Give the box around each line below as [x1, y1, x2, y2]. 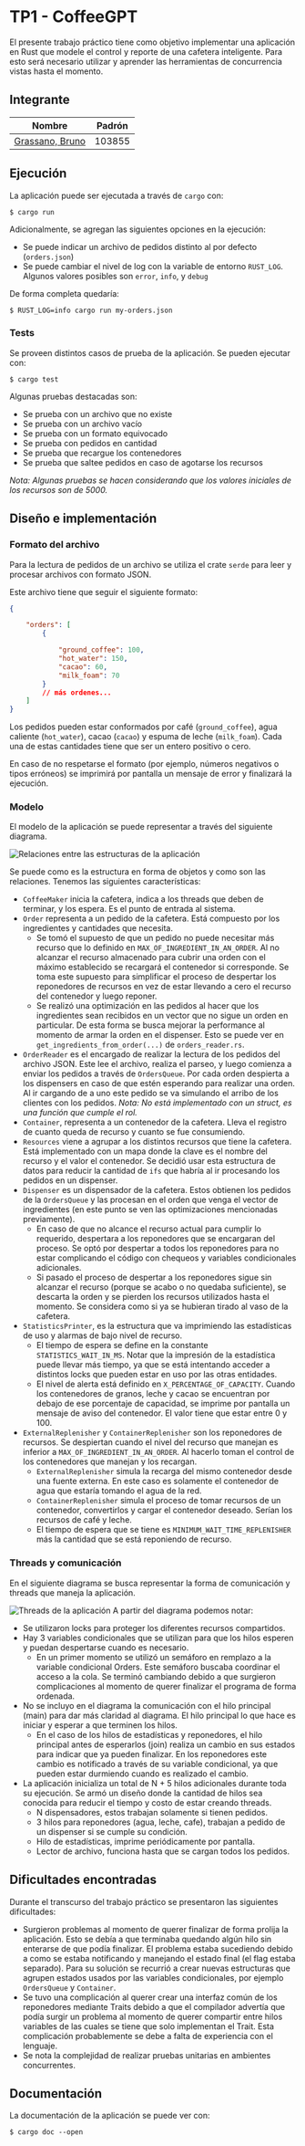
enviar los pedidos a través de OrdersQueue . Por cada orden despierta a [22, 1068, 290, 1079]
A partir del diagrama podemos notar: [112, 1605, 254, 1616]
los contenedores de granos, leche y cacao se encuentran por [36, 1388, 270, 1399]
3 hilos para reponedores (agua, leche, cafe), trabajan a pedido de [36, 1816, 286, 1827]
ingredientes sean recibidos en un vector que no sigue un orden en [36, 1010, 289, 1021]
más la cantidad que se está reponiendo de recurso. [36, 1534, 232, 1544]
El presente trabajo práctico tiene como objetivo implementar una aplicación [9, 37, 296, 47]
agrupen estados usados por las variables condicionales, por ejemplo [22, 1972, 284, 1983]
